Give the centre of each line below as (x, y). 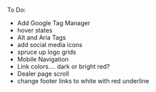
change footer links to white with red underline (83, 81)
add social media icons (49, 45)
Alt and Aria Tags (42, 37)
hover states (35, 30)
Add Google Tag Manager (54, 23)
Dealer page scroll (43, 74)
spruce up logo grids (47, 52)
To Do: (16, 10)
